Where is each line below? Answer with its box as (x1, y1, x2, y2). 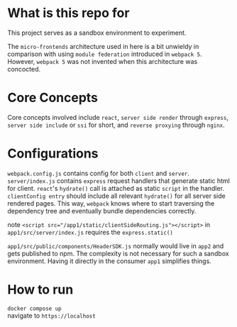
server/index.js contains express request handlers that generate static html (7, 176, 231, 185)
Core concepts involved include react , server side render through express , (7, 113, 229, 121)
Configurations (7, 145, 99, 162)
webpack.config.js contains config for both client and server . (7, 169, 190, 177)
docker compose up (7, 305, 62, 312)
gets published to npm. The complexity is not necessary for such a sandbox (7, 249, 229, 257)
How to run (7, 282, 74, 297)
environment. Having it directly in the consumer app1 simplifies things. (7, 257, 211, 265)
